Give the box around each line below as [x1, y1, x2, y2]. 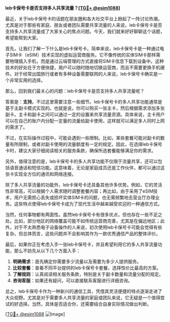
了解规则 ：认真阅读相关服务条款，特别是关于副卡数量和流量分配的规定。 [12, 271, 163, 277]
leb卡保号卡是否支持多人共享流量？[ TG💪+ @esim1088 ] [5, 5, 120, 11]
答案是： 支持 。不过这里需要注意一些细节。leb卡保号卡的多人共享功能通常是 [5, 99, 163, 104]
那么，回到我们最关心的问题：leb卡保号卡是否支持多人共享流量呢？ [5, 88, 145, 94]
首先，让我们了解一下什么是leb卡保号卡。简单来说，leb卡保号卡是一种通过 [5, 46, 160, 51]
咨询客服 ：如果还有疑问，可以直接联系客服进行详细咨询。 [12, 277, 133, 283]
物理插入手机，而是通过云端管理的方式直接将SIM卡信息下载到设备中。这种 [9, 58, 164, 64]
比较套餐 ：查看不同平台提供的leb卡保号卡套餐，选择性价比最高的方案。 [12, 265, 161, 271]
